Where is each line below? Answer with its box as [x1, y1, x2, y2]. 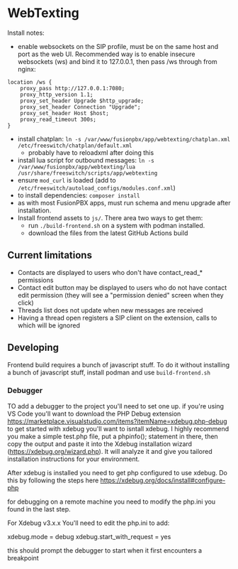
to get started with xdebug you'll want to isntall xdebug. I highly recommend [7, 424, 229, 433]
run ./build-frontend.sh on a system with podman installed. [28, 221, 205, 229]
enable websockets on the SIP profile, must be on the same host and [17, 42, 219, 50]
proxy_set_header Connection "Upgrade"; [20, 103, 141, 111]
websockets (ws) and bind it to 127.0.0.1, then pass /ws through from [17, 57, 217, 65]
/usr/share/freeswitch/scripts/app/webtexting [17, 169, 158, 177]
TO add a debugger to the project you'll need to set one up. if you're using [7, 401, 225, 410]
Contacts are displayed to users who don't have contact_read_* [17, 268, 203, 276]
